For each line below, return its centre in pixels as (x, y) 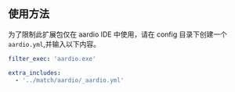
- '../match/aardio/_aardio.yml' (70, 80)
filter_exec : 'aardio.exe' (52, 58)
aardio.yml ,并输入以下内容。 (54, 44)
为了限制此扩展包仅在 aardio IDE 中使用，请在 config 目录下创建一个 (117, 34)
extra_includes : (34, 73)
